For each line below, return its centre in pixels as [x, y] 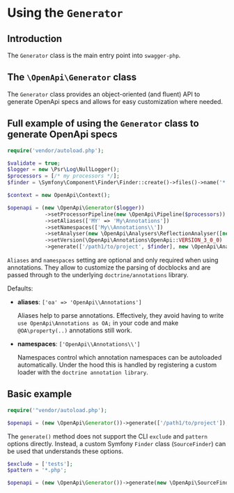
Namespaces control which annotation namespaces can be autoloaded [119, 357]
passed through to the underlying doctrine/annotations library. [98, 275]
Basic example [39, 394]
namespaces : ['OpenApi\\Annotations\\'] [79, 344]
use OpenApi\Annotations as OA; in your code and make [98, 323]
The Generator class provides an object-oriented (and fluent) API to [104, 94]
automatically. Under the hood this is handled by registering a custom [117, 365]
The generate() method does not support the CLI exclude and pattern [107, 436]
